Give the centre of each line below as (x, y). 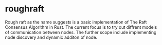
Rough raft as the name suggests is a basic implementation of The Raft (76, 22)
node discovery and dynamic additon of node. (51, 37)
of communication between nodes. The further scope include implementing (81, 32)
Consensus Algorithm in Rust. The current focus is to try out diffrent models (81, 27)
